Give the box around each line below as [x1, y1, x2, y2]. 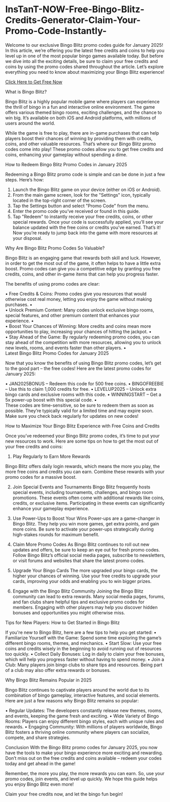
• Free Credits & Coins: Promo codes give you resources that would [5, 291, 147, 297]
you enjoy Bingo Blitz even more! [5, 781, 74, 787]
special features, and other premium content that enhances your [5, 312, 140, 318]
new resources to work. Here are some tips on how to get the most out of [5, 438, 159, 444]
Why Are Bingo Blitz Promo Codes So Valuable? [5, 245, 105, 251]
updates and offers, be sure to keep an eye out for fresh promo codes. [12, 546, 160, 552]
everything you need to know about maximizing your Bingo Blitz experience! [5, 69, 165, 75]
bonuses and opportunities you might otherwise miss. [12, 609, 125, 615]
